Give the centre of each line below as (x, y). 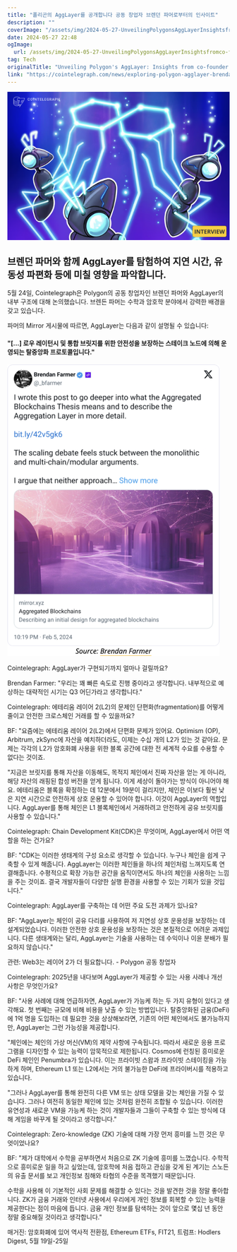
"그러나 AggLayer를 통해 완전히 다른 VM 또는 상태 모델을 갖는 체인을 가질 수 (112, 1092)
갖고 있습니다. (26, 311)
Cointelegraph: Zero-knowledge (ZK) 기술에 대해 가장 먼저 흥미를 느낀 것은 (113, 1134)
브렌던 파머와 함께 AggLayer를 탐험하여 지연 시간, (110, 262)
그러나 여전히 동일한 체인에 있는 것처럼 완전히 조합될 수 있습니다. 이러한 (126, 1101)
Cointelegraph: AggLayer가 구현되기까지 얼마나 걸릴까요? (87, 668)
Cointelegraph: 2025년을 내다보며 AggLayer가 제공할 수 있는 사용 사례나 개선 (115, 977)
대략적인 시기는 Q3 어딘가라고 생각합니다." (84, 691)
